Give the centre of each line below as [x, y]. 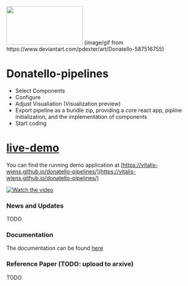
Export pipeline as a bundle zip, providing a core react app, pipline [99, 110]
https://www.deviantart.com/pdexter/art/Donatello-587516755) [85, 49]
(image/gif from [104, 43]
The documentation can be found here [55, 248]
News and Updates [35, 206]
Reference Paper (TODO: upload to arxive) [70, 264]
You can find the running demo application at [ [65, 165]
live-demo [33, 148]
